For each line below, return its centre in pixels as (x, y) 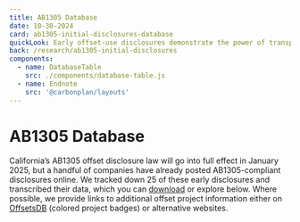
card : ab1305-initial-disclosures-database (92, 34)
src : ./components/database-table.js (96, 76)
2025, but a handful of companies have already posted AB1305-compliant (145, 170)
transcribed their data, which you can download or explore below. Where (143, 189)
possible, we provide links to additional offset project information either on (146, 199)
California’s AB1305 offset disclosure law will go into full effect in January (144, 160)
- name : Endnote (47, 84)
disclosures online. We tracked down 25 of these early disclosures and (140, 180)
